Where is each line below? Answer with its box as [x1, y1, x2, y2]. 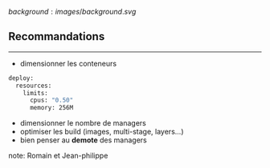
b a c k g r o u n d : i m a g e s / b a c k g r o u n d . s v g [8, 7, 137, 16]
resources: [15, 82, 52, 90]
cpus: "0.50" [29, 96, 74, 105]
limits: [22, 89, 48, 97]
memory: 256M [29, 104, 74, 112]
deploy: [8, 74, 35, 82]
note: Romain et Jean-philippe [8, 151, 108, 161]
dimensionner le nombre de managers [19, 118, 147, 128]
